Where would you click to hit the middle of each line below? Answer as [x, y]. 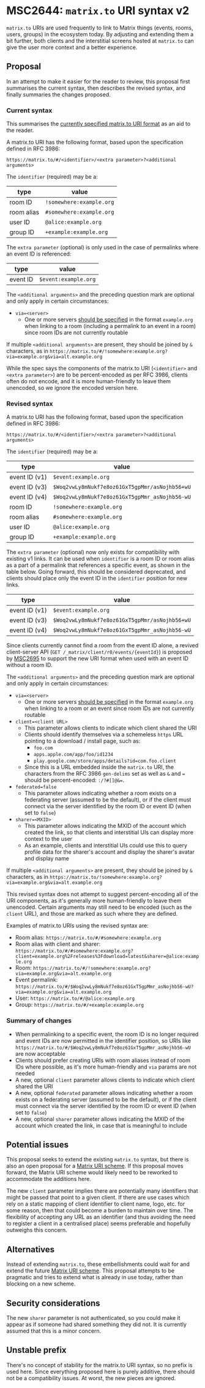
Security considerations [53, 1303]
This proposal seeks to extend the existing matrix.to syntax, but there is [98, 1160]
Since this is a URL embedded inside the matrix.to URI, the [99, 767]
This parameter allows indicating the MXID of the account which [105, 826]
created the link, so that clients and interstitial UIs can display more [109, 832]
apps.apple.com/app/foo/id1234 [73, 755]
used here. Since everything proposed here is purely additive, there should [101, 1371]
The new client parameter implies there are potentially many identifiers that [102, 1191]
